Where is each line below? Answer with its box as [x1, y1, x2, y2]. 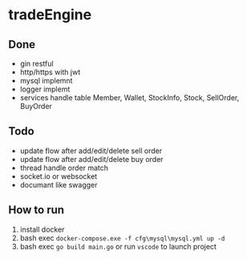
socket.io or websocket [19, 171, 98, 181]
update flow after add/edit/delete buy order [19, 154, 164, 164]
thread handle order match [19, 163, 109, 172]
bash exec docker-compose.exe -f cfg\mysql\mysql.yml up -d [19, 233, 225, 242]
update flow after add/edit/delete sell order [19, 146, 163, 156]
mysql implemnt [19, 76, 73, 85]
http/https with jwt [19, 67, 81, 77]
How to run [8, 203, 65, 217]
